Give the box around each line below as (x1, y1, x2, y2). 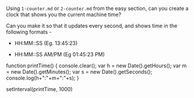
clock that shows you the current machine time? (6, 11, 121, 18)
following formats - (6, 28, 52, 35)
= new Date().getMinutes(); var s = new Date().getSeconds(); (6, 68, 153, 75)
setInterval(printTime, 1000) (6, 86, 73, 92)
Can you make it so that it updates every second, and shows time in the (6, 23, 178, 29)
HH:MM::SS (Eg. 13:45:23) (14, 40, 78, 46)
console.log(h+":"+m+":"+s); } (6, 75, 79, 81)
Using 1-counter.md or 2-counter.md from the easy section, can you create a (6, 5, 189, 12)
